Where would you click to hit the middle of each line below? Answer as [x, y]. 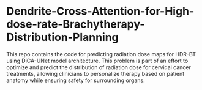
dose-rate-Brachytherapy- [76, 24]
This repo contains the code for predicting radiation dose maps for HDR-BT [101, 54]
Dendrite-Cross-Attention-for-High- [100, 11]
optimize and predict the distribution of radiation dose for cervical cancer [99, 67]
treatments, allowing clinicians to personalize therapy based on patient [95, 73]
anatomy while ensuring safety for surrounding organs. [76, 80]
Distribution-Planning [63, 37]
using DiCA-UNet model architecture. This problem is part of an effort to [97, 61]
